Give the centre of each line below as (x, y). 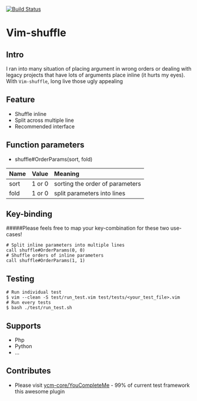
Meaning (66, 174)
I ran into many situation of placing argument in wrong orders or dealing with (99, 69)
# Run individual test (34, 292)
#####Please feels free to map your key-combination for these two (88, 228)
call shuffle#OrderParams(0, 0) (46, 250)
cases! (14, 234)
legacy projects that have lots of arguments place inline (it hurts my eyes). (96, 75)
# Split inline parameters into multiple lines (66, 245)
